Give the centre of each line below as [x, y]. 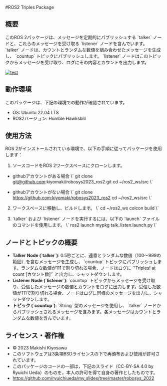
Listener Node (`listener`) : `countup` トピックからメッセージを [77, 281]
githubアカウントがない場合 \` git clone [52, 192]
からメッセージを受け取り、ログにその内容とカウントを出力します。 [79, 62]
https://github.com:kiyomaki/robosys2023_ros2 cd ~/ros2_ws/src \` [82, 198]
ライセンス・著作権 [35, 335]
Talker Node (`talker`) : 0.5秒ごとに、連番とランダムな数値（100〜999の [87, 256]
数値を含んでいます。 [51, 318]
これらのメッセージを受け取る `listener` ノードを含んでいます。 [83, 43]
